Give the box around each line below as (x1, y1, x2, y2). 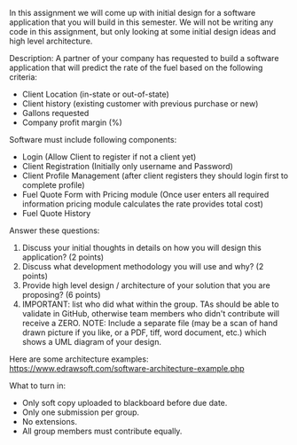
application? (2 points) (21, 252, 105, 262)
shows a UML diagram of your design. (21, 337, 162, 347)
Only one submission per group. (21, 407, 140, 418)
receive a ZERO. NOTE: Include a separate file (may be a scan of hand (21, 318, 278, 328)
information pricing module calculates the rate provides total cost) (21, 199, 264, 209)
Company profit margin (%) (21, 117, 122, 128)
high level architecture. (9, 35, 93, 46)
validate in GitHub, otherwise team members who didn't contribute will (21, 308, 280, 318)
